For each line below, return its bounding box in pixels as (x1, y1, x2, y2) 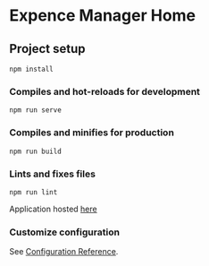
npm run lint (9, 187, 58, 197)
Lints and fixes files (9, 167, 96, 180)
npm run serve (9, 106, 63, 115)
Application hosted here (9, 203, 97, 214)
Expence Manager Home (9, 5, 196, 26)
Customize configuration (9, 226, 121, 238)
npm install (9, 64, 54, 73)
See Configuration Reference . (9, 246, 119, 257)
